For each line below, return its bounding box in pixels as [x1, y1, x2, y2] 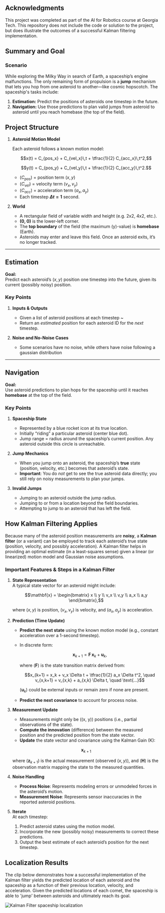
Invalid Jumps [12, 485, 42, 491]
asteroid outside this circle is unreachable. [19, 441, 106, 447]
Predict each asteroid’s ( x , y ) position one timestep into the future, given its [5, 276, 157, 282]
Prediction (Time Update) [12, 617, 65, 623]
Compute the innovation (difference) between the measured [19, 727, 143, 733]
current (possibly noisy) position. [5, 281, 72, 288]
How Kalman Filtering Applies [5, 520, 98, 528]
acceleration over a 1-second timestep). [19, 632, 100, 638]
